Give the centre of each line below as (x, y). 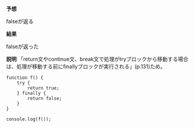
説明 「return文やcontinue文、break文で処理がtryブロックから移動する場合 (97, 59)
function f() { (25, 78)
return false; (45, 98)
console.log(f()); (29, 119)
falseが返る (20, 21)
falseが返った (22, 47)
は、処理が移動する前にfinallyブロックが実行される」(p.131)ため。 (86, 66)
